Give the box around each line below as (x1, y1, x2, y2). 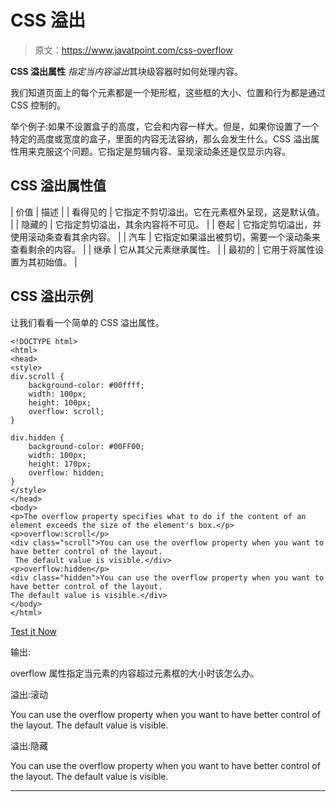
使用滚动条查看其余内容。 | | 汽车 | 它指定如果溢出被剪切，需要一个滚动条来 (10, 231, 321, 243)
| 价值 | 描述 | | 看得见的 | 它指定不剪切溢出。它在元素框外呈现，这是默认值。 (10, 206, 325, 218)
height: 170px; (28, 459, 92, 469)
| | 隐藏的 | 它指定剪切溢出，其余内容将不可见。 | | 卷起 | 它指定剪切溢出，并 (10, 218, 322, 230)
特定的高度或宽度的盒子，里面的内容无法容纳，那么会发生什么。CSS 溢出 (10, 132, 312, 145)
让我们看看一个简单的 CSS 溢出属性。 (10, 316, 165, 328)
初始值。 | (36, 256, 78, 268)
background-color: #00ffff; (28, 380, 145, 390)
